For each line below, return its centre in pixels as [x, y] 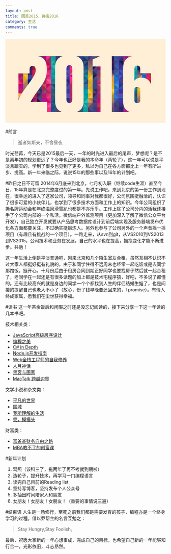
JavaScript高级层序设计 [37, 335]
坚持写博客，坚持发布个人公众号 [46, 488]
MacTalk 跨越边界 [31, 379]
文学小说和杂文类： [25, 390]
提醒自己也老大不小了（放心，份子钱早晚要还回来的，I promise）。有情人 [90, 290]
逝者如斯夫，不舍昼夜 [40, 142]
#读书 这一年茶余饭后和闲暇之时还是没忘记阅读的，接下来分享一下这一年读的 [85, 307]
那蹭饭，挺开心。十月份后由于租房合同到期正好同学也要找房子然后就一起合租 [85, 271]
